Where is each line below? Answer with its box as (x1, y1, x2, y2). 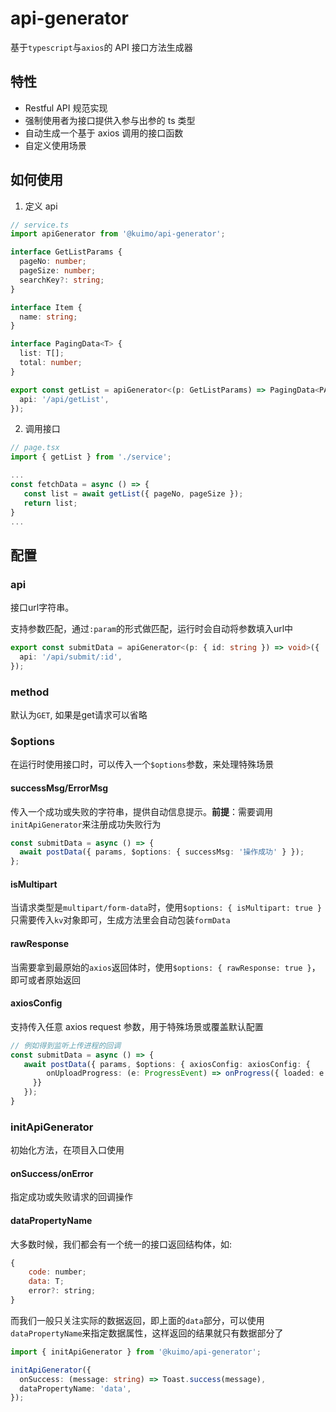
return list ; (23, 498, 78, 508)
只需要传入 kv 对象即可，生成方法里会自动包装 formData (10, 914, 231, 926)
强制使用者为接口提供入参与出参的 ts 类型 (24, 114, 196, 126)
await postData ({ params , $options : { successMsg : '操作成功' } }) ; (19, 847, 305, 857)
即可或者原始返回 (10, 973, 81, 986)
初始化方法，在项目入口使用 (10, 1144, 125, 1156)
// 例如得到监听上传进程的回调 (10, 1040, 122, 1051)
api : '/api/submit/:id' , (19, 652, 123, 662)
